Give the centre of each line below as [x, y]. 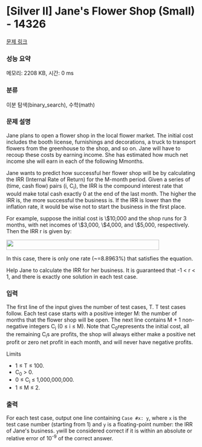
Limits [14, 354]
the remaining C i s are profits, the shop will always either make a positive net [101, 335]
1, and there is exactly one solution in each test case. [72, 276]
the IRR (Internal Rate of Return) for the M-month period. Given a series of [98, 179]
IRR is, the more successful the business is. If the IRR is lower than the [94, 200]
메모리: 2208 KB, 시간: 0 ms [40, 73]
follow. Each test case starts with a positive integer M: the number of [92, 313]
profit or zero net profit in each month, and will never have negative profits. [100, 342]
